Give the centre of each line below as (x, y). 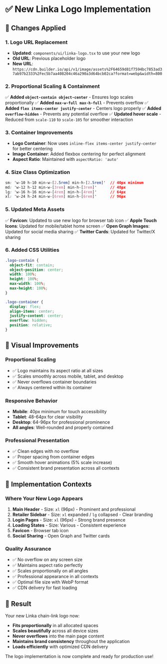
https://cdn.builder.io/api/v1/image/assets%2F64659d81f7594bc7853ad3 (87, 69)
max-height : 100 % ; (29, 288)
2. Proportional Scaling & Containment (53, 86)
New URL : (23, 63)
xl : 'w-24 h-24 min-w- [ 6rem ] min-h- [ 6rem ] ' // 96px (66, 197)
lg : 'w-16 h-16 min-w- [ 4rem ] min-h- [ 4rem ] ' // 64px (66, 192)
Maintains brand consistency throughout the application (71, 642)
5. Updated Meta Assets (35, 209)
